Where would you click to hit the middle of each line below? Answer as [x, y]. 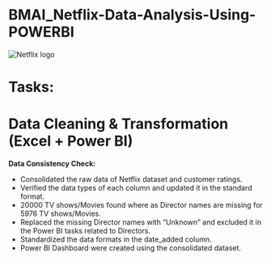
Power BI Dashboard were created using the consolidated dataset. [130, 248]
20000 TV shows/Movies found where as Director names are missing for [141, 205]
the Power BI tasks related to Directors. [85, 231]
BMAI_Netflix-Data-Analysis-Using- [132, 15]
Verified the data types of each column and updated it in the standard [136, 188]
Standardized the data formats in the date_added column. [116, 239]
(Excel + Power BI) [71, 141]
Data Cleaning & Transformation [119, 124]
